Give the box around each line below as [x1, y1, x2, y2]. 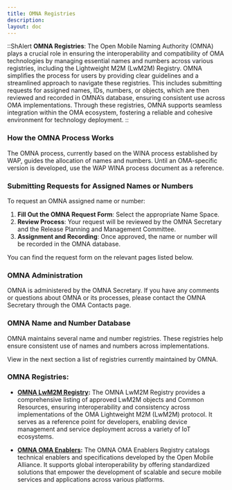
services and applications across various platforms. [17, 475, 165, 483]
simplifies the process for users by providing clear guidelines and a [7, 71, 199, 80]
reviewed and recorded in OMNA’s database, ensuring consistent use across [7, 94, 225, 102]
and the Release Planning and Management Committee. [17, 225, 177, 233]
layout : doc [7, 23, 42, 30]
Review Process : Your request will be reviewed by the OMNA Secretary [17, 217, 222, 226]
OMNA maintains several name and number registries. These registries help [7, 334, 224, 342]
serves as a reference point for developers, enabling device [17, 417, 188, 425]
